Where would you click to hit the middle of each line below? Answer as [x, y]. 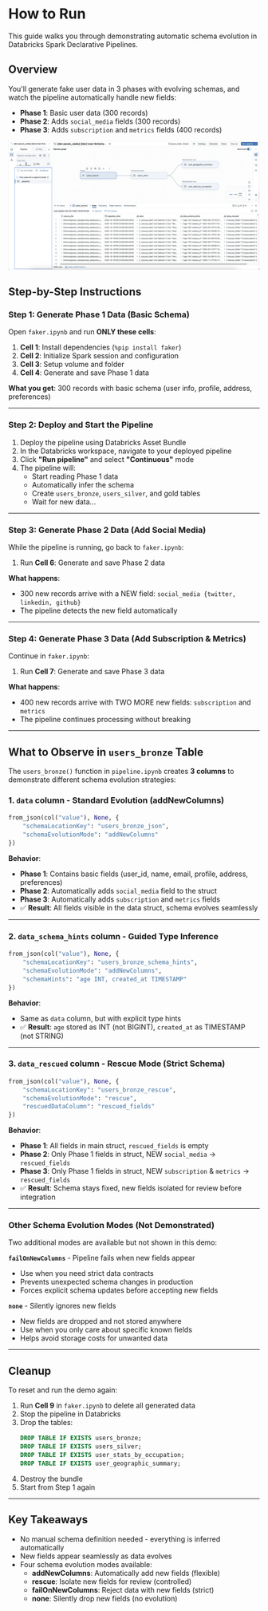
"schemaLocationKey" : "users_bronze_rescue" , [100, 1090]
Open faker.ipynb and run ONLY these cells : [83, 332]
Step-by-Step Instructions [75, 292]
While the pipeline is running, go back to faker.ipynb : [96, 547]
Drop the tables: [46, 1423]
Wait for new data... [64, 501]
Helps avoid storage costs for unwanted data [94, 1338]
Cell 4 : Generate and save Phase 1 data [85, 373]
